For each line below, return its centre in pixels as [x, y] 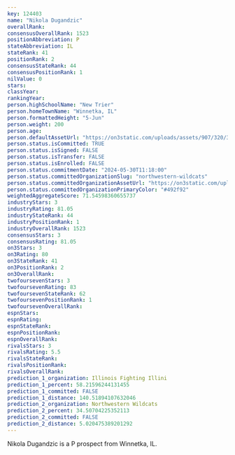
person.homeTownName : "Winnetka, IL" [62, 111]
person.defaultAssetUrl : [43, 137]
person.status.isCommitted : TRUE [56, 144]
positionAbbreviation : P [43, 40]
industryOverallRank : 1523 [47, 228]
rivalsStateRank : [33, 359]
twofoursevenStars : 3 [39, 281]
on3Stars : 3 [24, 248]
